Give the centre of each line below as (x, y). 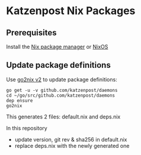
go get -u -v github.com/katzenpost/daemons (62, 90)
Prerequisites (31, 33)
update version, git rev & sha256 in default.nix (71, 139)
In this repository (27, 128)
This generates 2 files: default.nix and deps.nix (63, 117)
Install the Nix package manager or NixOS (57, 47)
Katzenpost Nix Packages (71, 11)
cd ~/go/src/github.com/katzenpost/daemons (61, 95)
